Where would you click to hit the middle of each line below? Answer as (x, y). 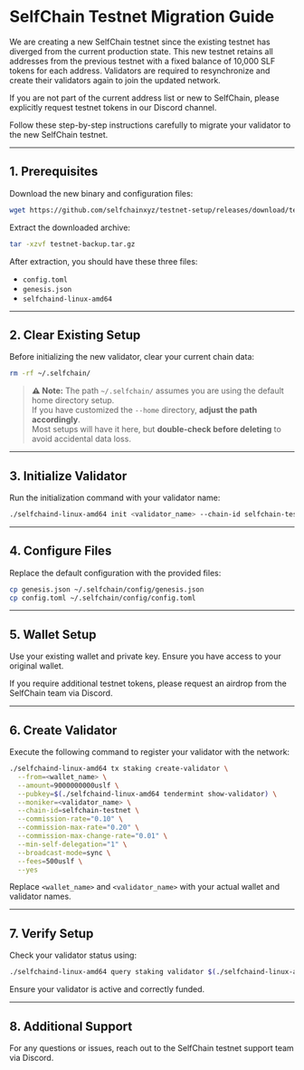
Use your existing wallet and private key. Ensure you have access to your (146, 656)
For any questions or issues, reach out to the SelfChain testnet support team (152, 1047)
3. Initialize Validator (68, 476)
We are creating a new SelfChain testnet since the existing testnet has (140, 42)
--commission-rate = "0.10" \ (71, 819)
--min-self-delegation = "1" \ (72, 844)
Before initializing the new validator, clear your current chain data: (132, 357)
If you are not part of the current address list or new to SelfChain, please (145, 98)
